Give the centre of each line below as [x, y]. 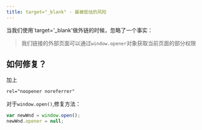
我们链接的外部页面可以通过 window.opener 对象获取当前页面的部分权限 [109, 43]
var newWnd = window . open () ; [43, 116]
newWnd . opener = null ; [35, 121]
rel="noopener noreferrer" [41, 92]
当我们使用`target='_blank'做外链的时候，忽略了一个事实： [80, 30]
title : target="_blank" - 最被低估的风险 [56, 12]
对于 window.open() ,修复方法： [44, 104]
